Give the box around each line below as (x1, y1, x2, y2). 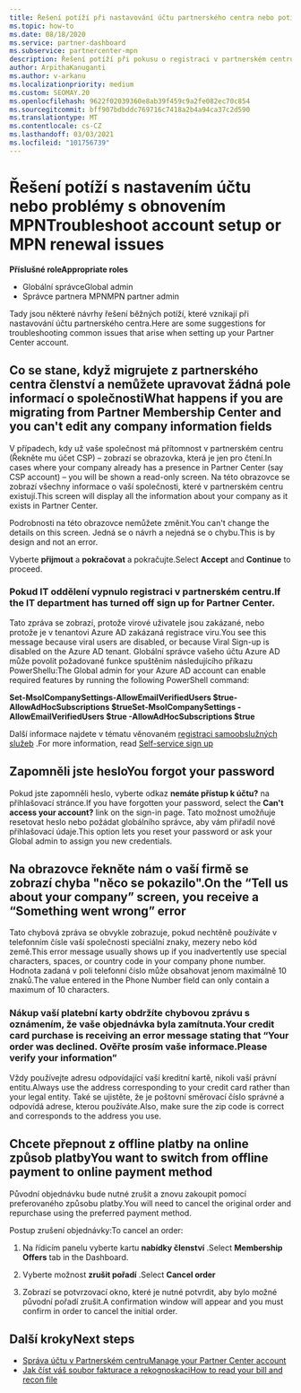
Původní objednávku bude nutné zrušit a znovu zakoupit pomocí (9, 1188, 246, 1199)
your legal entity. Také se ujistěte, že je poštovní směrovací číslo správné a (9, 1091, 285, 1102)
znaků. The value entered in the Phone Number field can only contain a (9, 975, 270, 986)
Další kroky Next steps (9, 1331, 135, 1346)
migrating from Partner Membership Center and (9, 405, 282, 420)
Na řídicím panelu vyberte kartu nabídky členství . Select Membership (21, 1242, 283, 1253)
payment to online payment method (9, 1164, 213, 1180)
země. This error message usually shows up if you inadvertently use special (9, 946, 287, 957)
